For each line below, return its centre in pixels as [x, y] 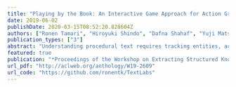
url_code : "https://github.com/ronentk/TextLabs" [81, 72]
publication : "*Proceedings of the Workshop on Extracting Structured [113, 60]
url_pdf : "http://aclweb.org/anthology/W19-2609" [81, 66]
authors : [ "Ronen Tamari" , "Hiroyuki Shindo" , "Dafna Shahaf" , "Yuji [111, 33]
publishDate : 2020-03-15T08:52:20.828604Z [70, 27]
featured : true [29, 53]
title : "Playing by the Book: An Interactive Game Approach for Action [114, 14]
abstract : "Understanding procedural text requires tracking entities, [114, 46]
